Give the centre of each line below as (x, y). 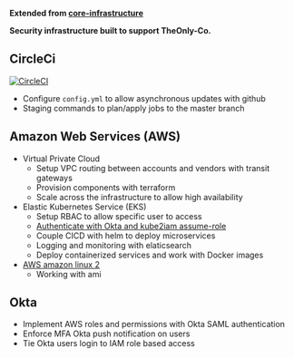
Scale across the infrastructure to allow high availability (139, 197)
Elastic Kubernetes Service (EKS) (84, 207)
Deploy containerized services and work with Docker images (150, 255)
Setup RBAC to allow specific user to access (119, 216)
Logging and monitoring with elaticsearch (114, 245)
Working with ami (69, 274)
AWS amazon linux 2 (61, 264)
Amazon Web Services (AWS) (95, 136)
